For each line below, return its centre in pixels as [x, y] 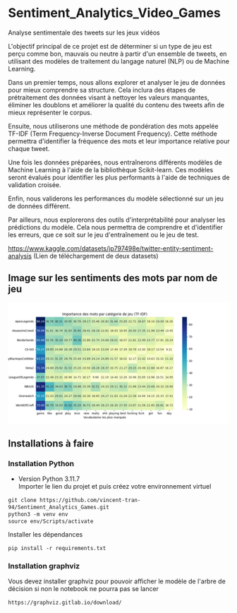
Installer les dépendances [45, 535]
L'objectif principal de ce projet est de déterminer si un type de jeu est [110, 46]
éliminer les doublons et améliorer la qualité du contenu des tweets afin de [116, 105]
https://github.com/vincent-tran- [90, 500]
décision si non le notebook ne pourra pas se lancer [84, 589]
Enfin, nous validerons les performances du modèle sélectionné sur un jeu [116, 198]
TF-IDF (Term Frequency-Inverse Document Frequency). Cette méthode [113, 133]
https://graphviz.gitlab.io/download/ [65, 603]
